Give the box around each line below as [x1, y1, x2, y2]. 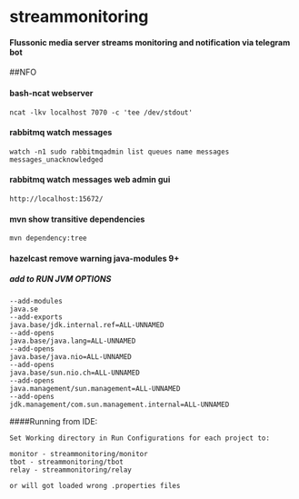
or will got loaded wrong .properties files [9, 481, 181, 490]
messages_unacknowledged [9, 155, 104, 165]
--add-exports [9, 312, 64, 322]
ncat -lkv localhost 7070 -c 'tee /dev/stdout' [9, 107, 194, 117]
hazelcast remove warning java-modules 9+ [9, 253, 180, 264]
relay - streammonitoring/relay [9, 465, 132, 474]
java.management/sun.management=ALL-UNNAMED [9, 384, 181, 393]
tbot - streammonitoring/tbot [9, 457, 125, 466]
